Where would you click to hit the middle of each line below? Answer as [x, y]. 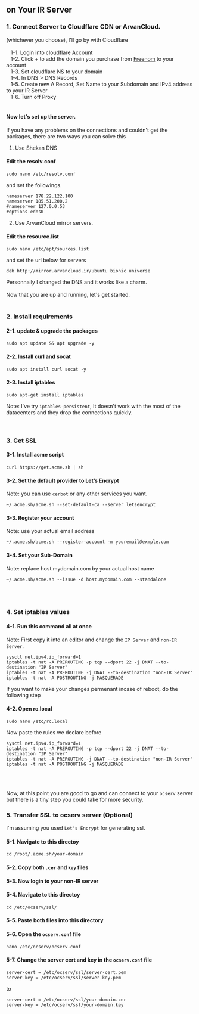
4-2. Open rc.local [29, 709]
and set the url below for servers [46, 260]
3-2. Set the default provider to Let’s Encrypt [63, 480]
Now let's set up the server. [41, 117]
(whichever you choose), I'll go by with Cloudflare [67, 40]
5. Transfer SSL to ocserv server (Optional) [69, 815]
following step [24, 695]
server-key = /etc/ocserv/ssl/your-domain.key [65, 1005]
